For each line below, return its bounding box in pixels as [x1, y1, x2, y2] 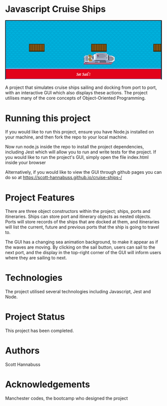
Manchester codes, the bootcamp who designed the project [5, 396, 128, 401]
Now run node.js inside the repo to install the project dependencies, [5, 144, 144, 150]
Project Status [5, 311, 66, 323]
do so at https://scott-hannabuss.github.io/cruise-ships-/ [5, 175, 122, 181]
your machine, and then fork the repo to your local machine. [5, 134, 128, 140]
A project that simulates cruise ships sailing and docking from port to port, [5, 84, 158, 90]
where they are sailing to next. [5, 255, 67, 261]
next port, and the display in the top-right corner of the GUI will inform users [5, 250, 162, 256]
